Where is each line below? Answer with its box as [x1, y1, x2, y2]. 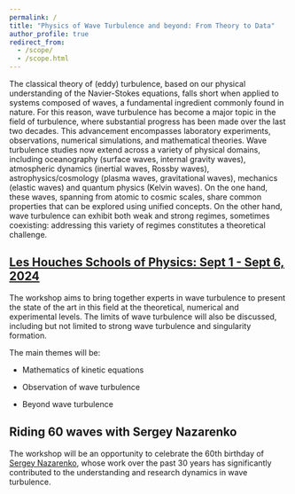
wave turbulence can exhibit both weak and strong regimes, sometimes [9, 210, 270, 221]
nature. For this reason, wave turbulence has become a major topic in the [9, 107, 276, 117]
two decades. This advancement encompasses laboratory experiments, [9, 126, 271, 136]
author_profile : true [9, 29, 89, 38]
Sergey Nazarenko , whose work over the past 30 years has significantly [9, 458, 272, 468]
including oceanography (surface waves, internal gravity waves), [9, 154, 246, 164]
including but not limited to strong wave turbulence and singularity [9, 320, 252, 331]
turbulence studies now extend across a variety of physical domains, [9, 145, 261, 155]
